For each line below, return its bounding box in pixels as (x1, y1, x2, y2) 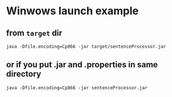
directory (6, 69, 42, 79)
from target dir (6, 28, 62, 38)
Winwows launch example (6, 4, 139, 18)
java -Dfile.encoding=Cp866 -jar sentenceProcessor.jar (6, 85, 148, 90)
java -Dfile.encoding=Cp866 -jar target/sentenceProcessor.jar (6, 43, 167, 49)
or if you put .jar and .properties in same (6, 60, 158, 70)
